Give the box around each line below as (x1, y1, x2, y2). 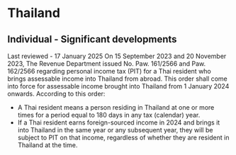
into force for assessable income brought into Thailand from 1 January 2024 (7, 82, 230, 90)
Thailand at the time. (17, 141, 78, 149)
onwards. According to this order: (7, 90, 106, 98)
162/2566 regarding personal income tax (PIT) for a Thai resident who (7, 67, 211, 75)
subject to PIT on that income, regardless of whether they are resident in (17, 133, 230, 142)
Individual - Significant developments (7, 33, 177, 45)
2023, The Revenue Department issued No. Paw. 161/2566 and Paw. (7, 59, 206, 68)
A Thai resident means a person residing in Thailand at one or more (17, 103, 215, 111)
